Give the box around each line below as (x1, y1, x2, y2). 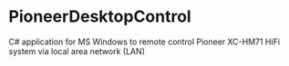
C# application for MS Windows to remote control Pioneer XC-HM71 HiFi (8, 36, 280, 47)
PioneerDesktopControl (8, 6, 192, 27)
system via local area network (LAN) (8, 45, 145, 56)
